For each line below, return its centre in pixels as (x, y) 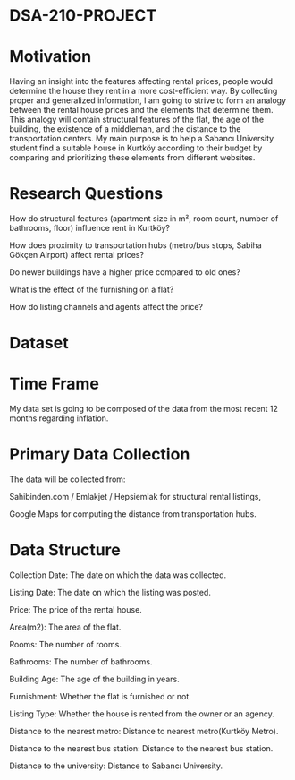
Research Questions (86, 194)
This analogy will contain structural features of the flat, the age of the (137, 120)
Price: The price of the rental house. (76, 610)
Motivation (51, 57)
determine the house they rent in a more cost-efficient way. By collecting (143, 91)
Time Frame (55, 384)
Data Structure (65, 550)
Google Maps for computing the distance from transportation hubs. (133, 514)
